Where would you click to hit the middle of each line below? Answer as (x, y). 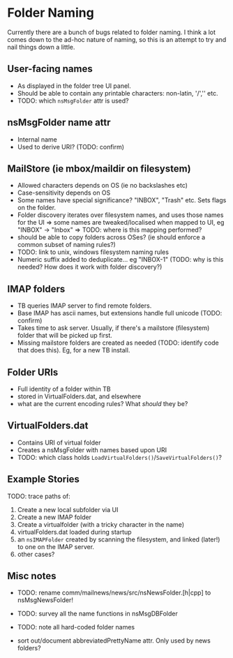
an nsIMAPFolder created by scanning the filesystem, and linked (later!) (119, 539)
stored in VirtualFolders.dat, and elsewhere (79, 396)
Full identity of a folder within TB (64, 389)
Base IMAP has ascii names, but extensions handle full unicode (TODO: (120, 313)
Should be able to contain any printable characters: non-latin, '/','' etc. (118, 93)
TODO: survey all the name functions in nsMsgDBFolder (97, 614)
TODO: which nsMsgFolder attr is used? (73, 100)
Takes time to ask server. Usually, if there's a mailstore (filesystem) (113, 328)
